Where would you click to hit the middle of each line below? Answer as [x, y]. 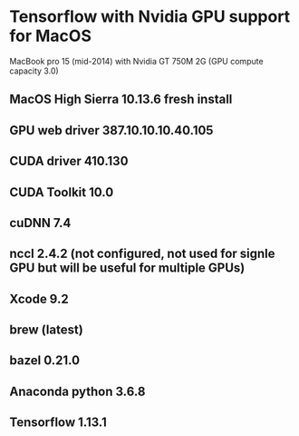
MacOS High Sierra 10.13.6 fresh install [121, 99]
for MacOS [51, 36]
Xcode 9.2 [39, 298]
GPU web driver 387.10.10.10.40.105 [111, 130]
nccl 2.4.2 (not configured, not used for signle [142, 254]
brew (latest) [46, 330]
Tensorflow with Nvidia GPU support [150, 17]
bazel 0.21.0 [44, 361]
